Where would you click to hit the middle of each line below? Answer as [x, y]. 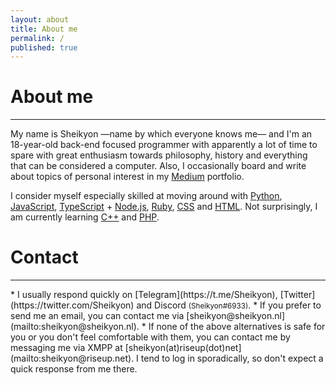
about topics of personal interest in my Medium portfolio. [127, 177]
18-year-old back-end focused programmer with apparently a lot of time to [164, 145]
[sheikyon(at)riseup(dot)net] [183, 348]
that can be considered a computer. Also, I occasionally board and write [158, 166]
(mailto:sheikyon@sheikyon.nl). [75, 327]
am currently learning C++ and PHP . [85, 217]
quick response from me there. [74, 369]
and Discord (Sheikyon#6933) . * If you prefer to [229, 305]
